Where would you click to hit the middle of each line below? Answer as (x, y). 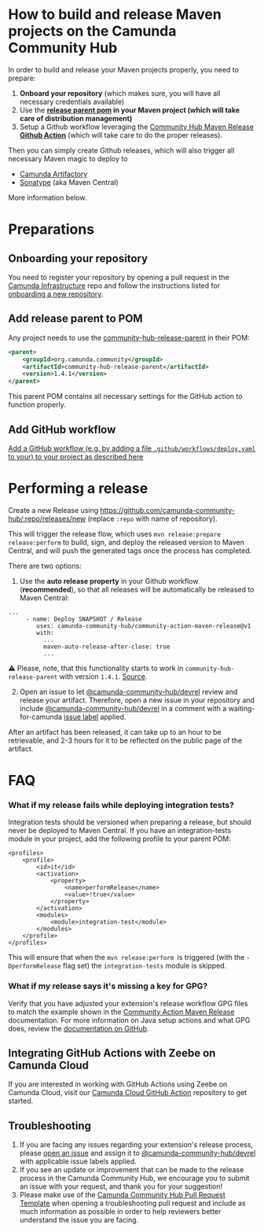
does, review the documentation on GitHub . (79, 1028)
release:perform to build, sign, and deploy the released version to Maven (126, 542)
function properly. (37, 405)
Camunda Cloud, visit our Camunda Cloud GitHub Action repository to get (128, 1093)
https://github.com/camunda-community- (168, 510)
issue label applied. (95, 717)
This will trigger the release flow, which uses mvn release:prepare (115, 533)
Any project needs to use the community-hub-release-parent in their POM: (129, 338)
